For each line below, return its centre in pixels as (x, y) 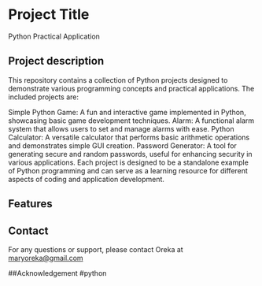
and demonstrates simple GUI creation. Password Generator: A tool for (123, 145)
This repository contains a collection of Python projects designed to (118, 80)
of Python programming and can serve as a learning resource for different (128, 170)
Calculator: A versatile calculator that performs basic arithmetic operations (129, 137)
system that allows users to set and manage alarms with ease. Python (121, 128)
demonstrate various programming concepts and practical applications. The (131, 88)
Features (30, 204)
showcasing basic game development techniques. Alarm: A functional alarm (131, 121)
